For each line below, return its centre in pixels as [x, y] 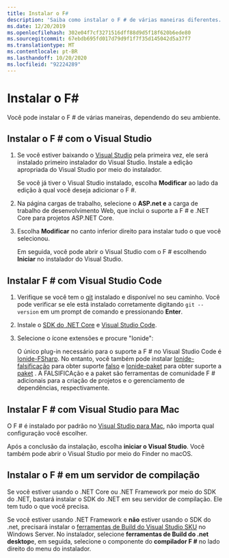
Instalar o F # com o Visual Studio [80, 139]
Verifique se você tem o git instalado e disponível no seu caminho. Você [118, 297]
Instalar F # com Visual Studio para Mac [93, 409]
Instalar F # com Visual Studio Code [84, 280]
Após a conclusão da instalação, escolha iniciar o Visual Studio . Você [106, 446]
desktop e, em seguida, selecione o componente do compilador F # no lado [113, 541]
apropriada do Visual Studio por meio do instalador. [89, 170]
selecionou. [33, 239]
